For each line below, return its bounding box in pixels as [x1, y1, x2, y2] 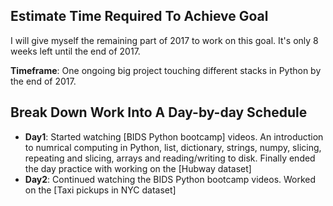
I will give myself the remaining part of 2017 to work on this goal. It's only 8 [10, 34, 319, 46]
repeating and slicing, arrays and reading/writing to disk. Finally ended [24, 152, 316, 164]
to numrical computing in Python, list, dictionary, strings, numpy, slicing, [24, 141, 322, 153]
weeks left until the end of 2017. [10, 45, 141, 57]
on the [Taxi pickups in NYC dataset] [24, 184, 177, 196]
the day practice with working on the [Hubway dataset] [24, 162, 252, 174]
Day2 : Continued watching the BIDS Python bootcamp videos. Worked [24, 173, 317, 185]
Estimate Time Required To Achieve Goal [10, 8, 269, 25]
